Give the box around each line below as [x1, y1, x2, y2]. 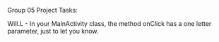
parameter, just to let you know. [7, 27, 99, 35]
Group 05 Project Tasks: [7, 6, 78, 14]
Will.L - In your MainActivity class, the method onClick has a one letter [7, 20, 212, 27]
